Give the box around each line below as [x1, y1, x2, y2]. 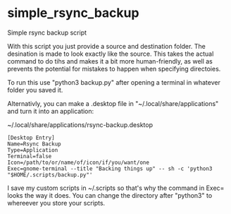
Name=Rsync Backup [7, 140, 61, 148]
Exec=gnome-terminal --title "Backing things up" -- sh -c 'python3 [7, 165, 213, 172]
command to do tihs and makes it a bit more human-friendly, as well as [7, 57, 213, 65]
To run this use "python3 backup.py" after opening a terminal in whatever [7, 78, 220, 86]
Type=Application [7, 146, 58, 153]
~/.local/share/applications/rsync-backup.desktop [7, 120, 154, 129]
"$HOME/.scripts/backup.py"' [7, 171, 93, 178]
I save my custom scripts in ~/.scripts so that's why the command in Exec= [7, 184, 225, 192]
